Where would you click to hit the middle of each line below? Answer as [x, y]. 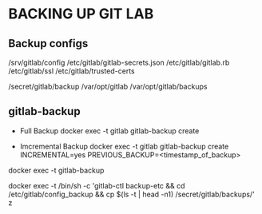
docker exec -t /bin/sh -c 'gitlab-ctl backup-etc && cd [97, 185]
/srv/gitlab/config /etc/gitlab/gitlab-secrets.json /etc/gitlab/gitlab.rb [119, 62]
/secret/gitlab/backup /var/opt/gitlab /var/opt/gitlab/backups [108, 86]
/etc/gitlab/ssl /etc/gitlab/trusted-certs [71, 71]
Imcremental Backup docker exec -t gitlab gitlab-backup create [124, 146]
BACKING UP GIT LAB [81, 14]
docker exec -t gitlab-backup [56, 170]
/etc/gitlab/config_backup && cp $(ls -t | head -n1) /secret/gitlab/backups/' [132, 194]
